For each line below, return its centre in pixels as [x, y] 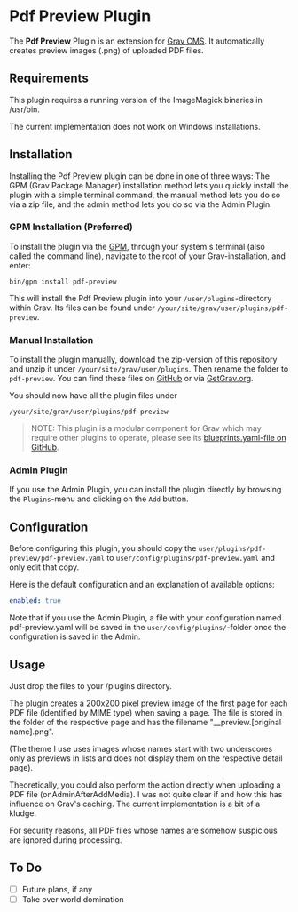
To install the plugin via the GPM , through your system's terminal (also [137, 246]
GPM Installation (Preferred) [71, 227]
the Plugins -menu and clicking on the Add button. [99, 499]
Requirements [49, 79]
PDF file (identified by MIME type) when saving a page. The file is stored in [145, 712]
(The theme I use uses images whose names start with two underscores [141, 748]
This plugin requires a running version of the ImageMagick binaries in [136, 100]
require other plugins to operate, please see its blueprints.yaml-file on [158, 438]
